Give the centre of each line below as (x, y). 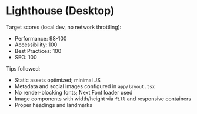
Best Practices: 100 (38, 51)
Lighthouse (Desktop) (60, 11)
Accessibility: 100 (36, 45)
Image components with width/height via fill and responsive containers (103, 99)
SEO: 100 (26, 57)
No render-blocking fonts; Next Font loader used (74, 92)
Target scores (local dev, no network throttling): (64, 27)
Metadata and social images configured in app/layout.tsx (85, 86)
